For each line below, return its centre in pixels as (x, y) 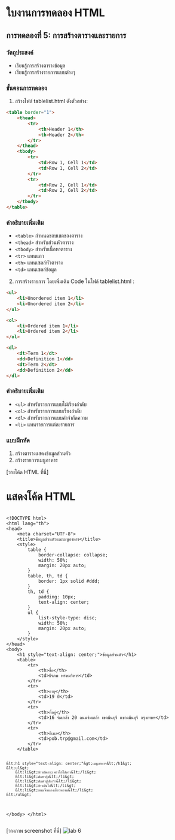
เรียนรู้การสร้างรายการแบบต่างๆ (45, 72)
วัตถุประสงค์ (20, 52)
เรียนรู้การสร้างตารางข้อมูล (40, 65)
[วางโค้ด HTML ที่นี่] (27, 472)
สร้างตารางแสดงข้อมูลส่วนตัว (42, 453)
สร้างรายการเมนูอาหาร (36, 460)
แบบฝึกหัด (18, 440)
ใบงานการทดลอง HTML (56, 13)
